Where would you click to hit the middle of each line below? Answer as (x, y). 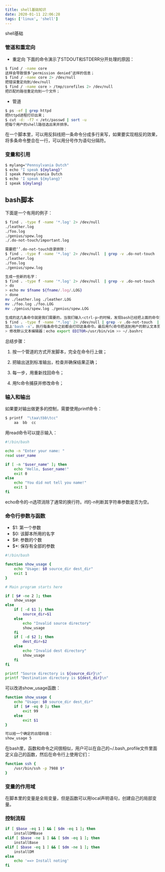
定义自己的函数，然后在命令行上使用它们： (48, 755)
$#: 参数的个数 (27, 540)
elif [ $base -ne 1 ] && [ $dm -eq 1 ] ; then (53, 838)
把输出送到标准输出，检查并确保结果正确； (55, 362)
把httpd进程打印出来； (25, 115)
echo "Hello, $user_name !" (41, 469)
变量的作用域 (20, 786)
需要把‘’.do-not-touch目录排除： (36, 249)
